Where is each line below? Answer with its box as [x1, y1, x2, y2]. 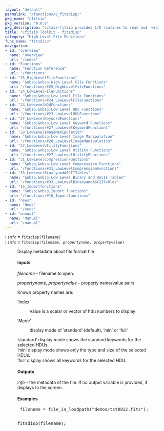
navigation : [5, 43, 29, 48]
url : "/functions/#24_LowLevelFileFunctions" [9, 98, 104, 103]
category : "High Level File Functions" [5, 35, 86, 40]
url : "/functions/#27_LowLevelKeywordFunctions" [9, 125, 110, 130]
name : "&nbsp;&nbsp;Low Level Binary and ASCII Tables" [9, 175, 125, 180]
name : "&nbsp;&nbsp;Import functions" [9, 188, 89, 193]
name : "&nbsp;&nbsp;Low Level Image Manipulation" [9, 134, 115, 139]
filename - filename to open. [17, 270, 75, 276]
